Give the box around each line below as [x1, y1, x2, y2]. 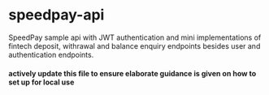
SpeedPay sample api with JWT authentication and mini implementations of [8, 32, 262, 42]
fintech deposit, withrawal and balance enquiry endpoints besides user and [8, 41, 261, 50]
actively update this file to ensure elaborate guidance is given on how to [8, 68, 257, 78]
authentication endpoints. [8, 50, 94, 59]
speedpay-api [8, 6, 105, 24]
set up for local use [8, 77, 75, 87]
